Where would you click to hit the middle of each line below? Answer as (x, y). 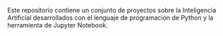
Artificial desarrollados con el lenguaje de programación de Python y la (110, 18)
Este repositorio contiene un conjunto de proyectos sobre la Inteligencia (112, 10)
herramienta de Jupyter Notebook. (58, 25)
